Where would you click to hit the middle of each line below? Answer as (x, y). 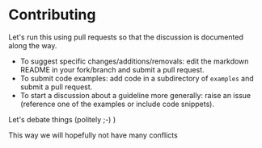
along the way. (33, 45)
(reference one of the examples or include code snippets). (117, 104)
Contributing (52, 15)
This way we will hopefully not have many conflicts (93, 135)
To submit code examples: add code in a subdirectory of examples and (137, 78)
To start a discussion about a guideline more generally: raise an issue (135, 95)
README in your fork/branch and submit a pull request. (112, 69)
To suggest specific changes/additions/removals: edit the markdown (134, 61)
